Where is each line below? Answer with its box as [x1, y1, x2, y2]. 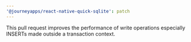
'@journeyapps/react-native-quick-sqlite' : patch [6, 8, 130, 14]
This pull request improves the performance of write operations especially [6, 24, 186, 31]
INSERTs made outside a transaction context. [6, 30, 116, 37]
